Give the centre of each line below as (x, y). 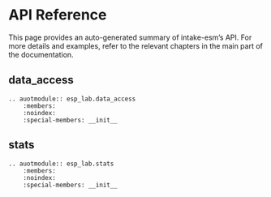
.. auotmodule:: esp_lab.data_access (72, 99)
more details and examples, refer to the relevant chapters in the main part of (136, 45)
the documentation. (41, 54)
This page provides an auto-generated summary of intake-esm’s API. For (130, 37)
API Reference (58, 15)
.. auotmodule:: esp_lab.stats (61, 164)
